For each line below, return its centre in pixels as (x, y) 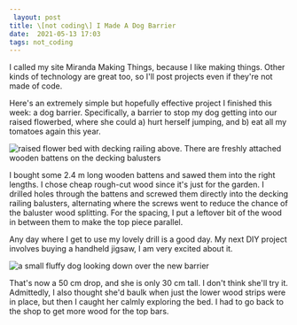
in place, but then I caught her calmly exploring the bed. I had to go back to (146, 302)
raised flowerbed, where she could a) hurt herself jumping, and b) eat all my (148, 122)
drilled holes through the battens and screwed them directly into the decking (149, 194)
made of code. (36, 86)
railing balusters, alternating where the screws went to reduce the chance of (148, 204)
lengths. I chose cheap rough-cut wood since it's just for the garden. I (137, 185)
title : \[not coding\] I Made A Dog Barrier (93, 26)
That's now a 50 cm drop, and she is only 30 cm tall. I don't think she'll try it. (148, 283)
